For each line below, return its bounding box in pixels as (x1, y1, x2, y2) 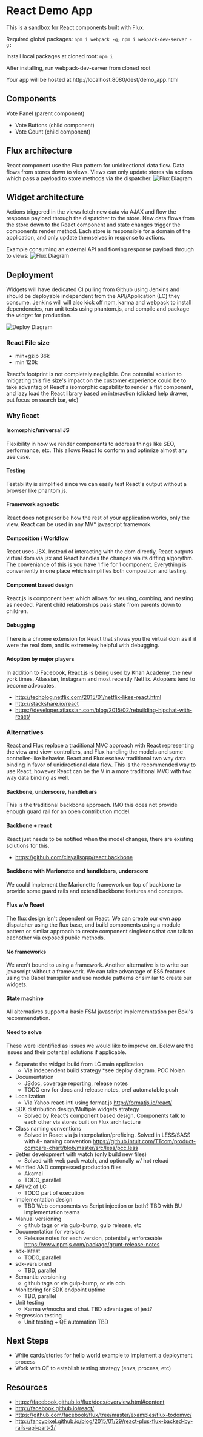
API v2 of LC (15, 1183, 47, 1190)
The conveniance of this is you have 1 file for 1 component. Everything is (6, 561, 187, 568)
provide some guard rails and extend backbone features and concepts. (6, 887, 184, 894)
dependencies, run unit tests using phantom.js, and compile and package (6, 305, 190, 313)
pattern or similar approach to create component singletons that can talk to (6, 927, 194, 935)
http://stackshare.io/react (15, 700, 79, 707)
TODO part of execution (24, 1189, 84, 1196)
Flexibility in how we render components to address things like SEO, (6, 440, 176, 447)
